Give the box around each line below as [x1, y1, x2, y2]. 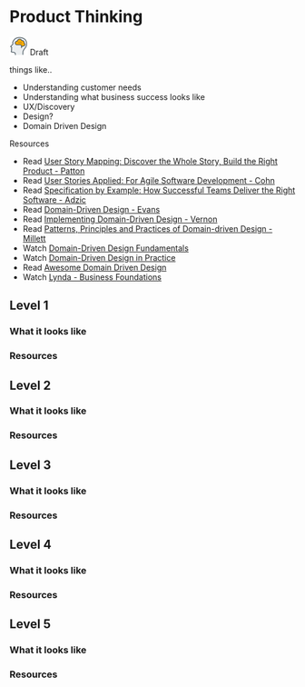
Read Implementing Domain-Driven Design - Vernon [22, 214, 218, 224]
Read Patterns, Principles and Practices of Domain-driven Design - [22, 223, 273, 234]
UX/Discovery [22, 101, 75, 112]
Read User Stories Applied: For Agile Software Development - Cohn [22, 174, 275, 185]
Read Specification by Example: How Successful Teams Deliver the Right [22, 184, 296, 195]
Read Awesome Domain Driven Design [22, 262, 167, 273]
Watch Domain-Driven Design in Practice [22, 252, 176, 263]
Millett [22, 233, 46, 244]
